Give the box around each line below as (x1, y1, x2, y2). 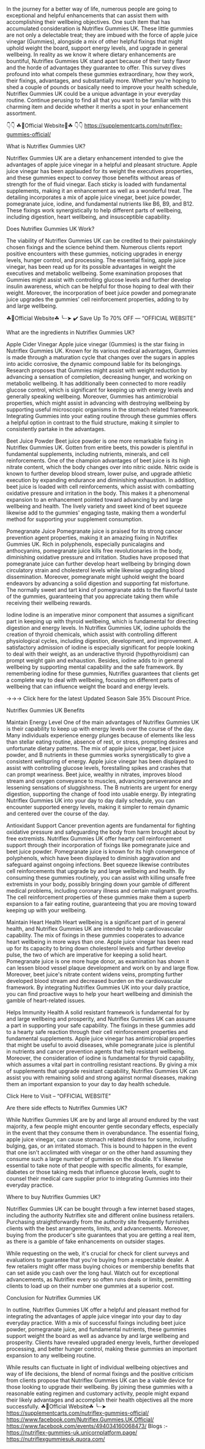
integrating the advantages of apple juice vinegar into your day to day (6, 1313, 182, 1319)
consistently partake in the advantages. (6, 425, 106, 432)
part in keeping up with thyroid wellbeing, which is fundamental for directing (6, 618, 199, 625)
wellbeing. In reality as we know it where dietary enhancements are (6, 51, 176, 58)
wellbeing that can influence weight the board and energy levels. (6, 683, 170, 690)
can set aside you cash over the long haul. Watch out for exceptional (6, 1269, 179, 1276)
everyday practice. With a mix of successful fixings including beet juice (6, 1319, 186, 1326)
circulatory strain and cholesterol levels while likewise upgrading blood (6, 567, 185, 573)
